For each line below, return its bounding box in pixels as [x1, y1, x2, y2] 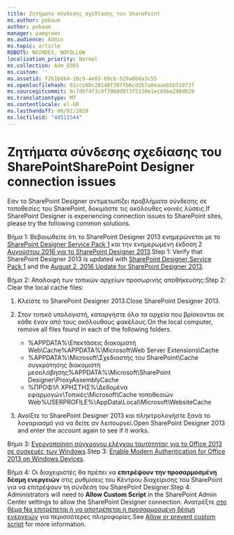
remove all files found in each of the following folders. [17, 325, 172, 333]
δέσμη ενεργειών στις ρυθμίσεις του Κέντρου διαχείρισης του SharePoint [7, 475, 223, 483]
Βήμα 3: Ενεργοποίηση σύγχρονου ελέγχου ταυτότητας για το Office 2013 [7, 439, 223, 448]
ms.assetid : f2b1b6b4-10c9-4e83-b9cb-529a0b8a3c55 [7, 75, 157, 82]
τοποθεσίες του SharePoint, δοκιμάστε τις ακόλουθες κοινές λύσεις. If [7, 204, 210, 213]
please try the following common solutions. [7, 219, 131, 227]
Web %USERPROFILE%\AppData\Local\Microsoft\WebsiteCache [27, 398, 212, 406]
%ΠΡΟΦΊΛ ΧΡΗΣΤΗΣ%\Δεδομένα [27, 383, 128, 391]
